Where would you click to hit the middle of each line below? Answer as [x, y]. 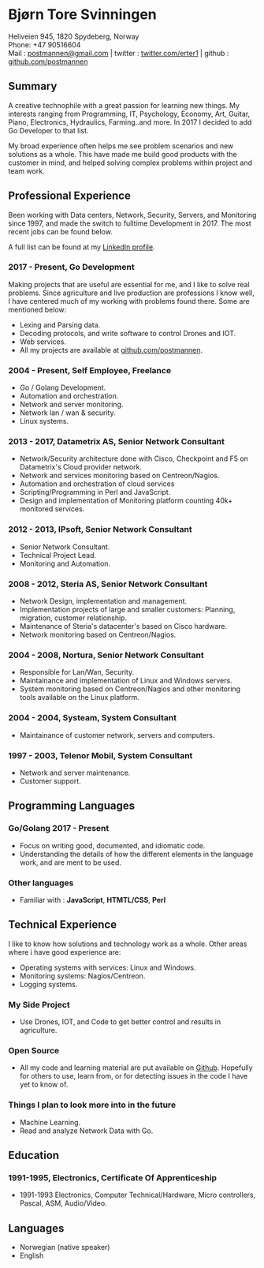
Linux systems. [44, 421]
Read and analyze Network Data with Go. [86, 1131]
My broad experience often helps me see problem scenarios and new [121, 146]
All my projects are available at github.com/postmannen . [111, 350]
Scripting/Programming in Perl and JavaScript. [95, 492]
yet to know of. [44, 1085]
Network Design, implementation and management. [103, 601]
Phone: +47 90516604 [45, 44]
